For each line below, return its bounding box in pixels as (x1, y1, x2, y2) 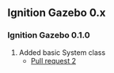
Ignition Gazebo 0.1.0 (7, 30, 90, 41)
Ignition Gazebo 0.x (7, 6, 106, 20)
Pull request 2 (30, 56, 77, 65)
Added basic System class (18, 47, 106, 57)
